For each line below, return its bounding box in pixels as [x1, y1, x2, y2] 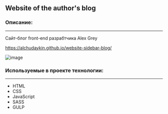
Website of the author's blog [5, 4, 96, 12]
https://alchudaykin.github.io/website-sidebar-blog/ [5, 44, 112, 50]
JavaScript [12, 93, 35, 99]
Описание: [5, 19, 33, 26]
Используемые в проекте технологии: [5, 67, 104, 74]
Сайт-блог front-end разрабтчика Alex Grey [5, 35, 97, 41]
